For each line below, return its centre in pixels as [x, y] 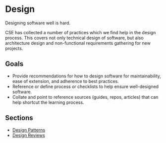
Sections [19, 118]
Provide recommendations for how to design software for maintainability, [86, 76]
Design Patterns [29, 130]
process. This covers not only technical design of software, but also [74, 38]
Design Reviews [29, 135]
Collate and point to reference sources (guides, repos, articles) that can [85, 97]
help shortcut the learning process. [48, 102]
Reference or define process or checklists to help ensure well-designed [85, 86]
